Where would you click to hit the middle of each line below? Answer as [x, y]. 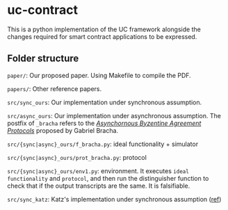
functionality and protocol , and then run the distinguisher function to [108, 178]
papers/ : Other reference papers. [55, 88]
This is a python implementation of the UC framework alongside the [104, 29]
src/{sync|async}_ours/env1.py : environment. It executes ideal [98, 171]
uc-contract [43, 10]
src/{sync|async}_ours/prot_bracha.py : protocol [77, 157]
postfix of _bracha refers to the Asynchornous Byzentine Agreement [104, 123]
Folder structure [43, 59]
